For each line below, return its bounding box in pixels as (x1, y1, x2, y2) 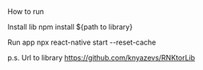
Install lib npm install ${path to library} (7, 22, 133, 31)
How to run (7, 7, 45, 16)
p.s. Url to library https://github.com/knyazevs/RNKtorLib (7, 53, 196, 62)
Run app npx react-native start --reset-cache (7, 37, 157, 47)
